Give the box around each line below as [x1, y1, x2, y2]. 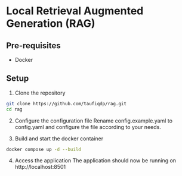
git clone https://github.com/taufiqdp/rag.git [6, 100, 127, 106]
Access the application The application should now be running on [14, 157, 177, 164]
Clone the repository [14, 89, 66, 96]
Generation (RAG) [6, 17, 95, 30]
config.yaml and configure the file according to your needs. [14, 123, 161, 130]
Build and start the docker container [14, 135, 104, 142]
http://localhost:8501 [14, 164, 66, 171]
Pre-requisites [6, 40, 61, 51]
